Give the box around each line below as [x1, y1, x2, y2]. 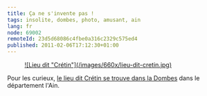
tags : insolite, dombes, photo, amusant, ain [7, 16, 141, 23]
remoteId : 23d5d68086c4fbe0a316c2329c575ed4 [7, 36, 138, 43]
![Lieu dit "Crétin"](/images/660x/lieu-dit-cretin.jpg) [24, 61, 172, 69]
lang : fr [7, 23, 33, 29]
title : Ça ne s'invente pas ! [7, 10, 95, 17]
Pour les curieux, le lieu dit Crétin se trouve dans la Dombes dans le [7, 74, 200, 82]
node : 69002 [7, 29, 42, 36]
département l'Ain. [7, 82, 60, 89]
